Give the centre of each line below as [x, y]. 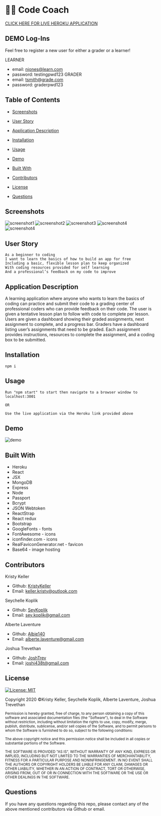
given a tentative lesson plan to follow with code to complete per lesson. [77, 314]
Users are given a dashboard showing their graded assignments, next [74, 319]
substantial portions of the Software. [35, 743]
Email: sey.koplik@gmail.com [41, 615]
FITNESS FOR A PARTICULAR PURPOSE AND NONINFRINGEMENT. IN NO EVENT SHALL [79, 760]
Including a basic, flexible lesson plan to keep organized [67, 263]
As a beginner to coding [30, 255]
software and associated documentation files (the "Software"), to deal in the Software [76, 718]
